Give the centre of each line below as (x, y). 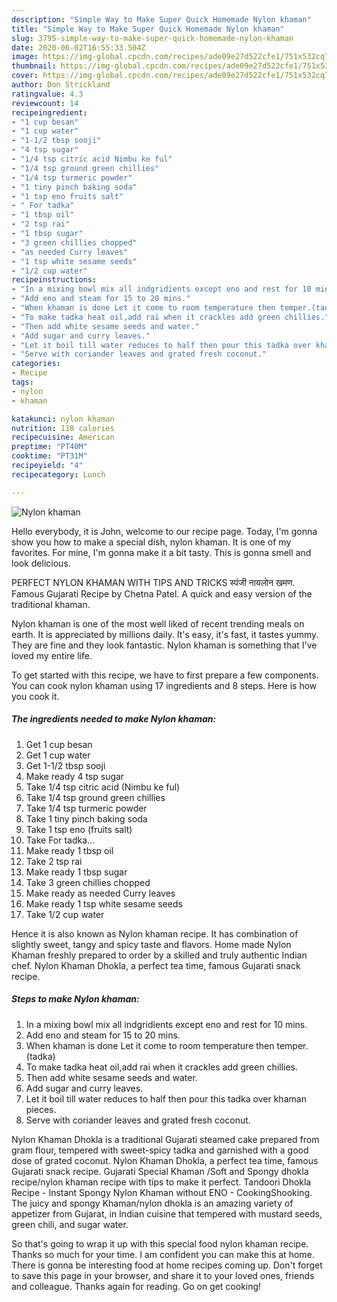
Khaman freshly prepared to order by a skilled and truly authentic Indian (159, 955)
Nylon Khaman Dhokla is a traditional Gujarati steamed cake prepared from (165, 1139)
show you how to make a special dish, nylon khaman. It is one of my (151, 542)
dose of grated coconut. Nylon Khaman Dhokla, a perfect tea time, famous (165, 1160)
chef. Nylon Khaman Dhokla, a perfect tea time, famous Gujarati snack (156, 965)
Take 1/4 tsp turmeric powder (86, 808)
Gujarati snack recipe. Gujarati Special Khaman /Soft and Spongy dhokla (160, 1171)
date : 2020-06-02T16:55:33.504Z (78, 47)
